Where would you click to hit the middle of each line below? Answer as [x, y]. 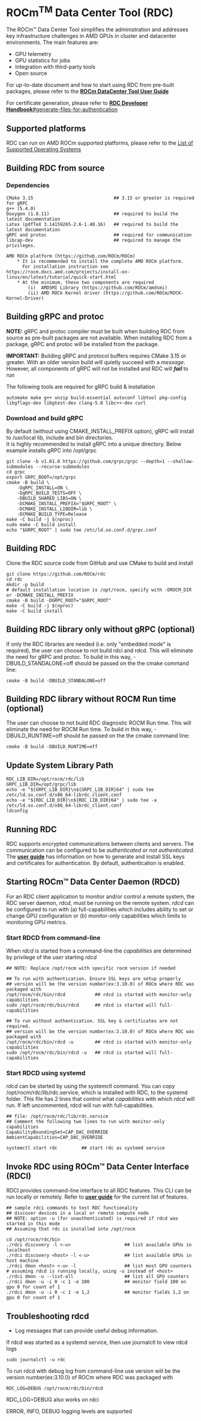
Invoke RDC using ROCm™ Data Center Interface [98, 1166]
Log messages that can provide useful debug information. [86, 1331]
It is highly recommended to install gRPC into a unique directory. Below [94, 444]
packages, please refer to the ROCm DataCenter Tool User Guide [88, 92]
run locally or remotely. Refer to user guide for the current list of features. [97, 1197]
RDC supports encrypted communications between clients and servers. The [100, 843]
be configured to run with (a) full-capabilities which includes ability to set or [100, 909]
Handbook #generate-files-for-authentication [62, 110]
